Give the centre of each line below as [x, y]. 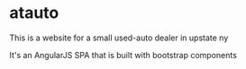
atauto [34, 13]
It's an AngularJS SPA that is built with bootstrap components [123, 55]
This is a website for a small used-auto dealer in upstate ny [119, 38]
